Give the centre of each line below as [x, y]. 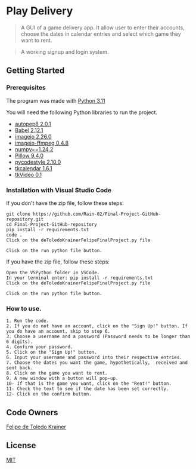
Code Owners [32, 413]
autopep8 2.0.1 [33, 124]
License [21, 445]
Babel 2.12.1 [29, 130]
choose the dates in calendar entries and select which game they [101, 33]
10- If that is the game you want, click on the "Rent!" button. [89, 384]
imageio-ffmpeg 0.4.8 [42, 143]
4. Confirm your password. [40, 347]
